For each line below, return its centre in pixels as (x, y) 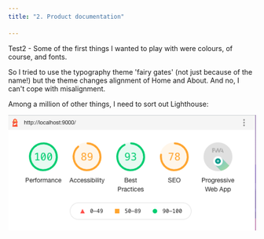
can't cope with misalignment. (57, 88)
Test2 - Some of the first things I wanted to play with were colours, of (121, 48)
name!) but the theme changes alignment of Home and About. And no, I (124, 80)
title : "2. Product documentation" (66, 17)
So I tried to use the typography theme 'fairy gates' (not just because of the (130, 72)
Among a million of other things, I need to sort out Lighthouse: (108, 104)
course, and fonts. (38, 57)
